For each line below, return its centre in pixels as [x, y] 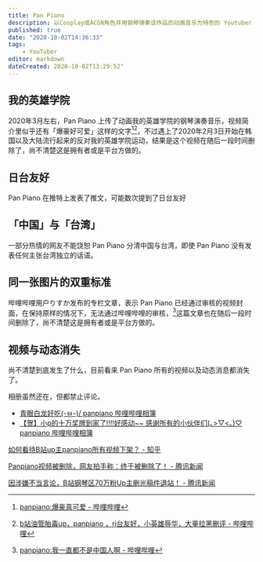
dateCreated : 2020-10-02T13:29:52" [66, 67]
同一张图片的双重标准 [59, 282]
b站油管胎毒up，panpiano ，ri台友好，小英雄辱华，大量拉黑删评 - [125, 524]
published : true [34, 30]
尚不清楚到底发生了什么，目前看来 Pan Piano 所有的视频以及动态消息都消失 [129, 370]
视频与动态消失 [44, 350]
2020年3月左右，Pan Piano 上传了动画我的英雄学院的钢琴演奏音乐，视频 [125, 120]
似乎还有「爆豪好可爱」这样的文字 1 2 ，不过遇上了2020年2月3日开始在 [133, 130]
